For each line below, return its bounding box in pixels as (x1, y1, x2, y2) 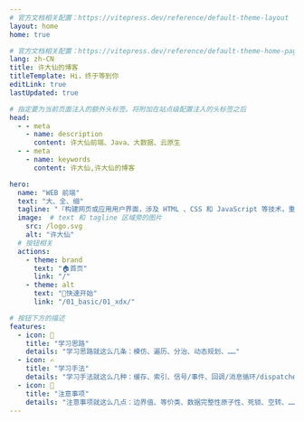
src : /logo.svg (25, 222, 83, 231)
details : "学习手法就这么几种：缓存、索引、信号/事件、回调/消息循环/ (25, 372, 261, 381)
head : (9, 113, 30, 122)
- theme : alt (25, 281, 75, 290)
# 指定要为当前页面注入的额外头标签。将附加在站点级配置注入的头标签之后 (9, 105, 247, 114)
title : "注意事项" (25, 389, 90, 398)
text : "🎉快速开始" (33, 289, 98, 298)
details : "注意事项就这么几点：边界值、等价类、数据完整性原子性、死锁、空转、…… (25, 398, 297, 407)
